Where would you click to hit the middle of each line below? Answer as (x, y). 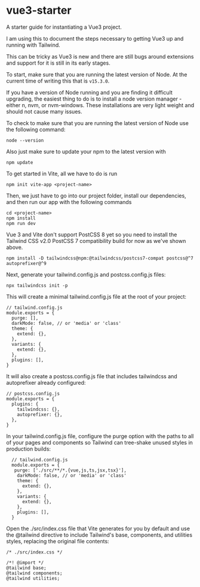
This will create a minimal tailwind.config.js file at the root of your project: (96, 296)
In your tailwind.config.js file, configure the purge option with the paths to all (100, 436)
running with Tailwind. (33, 45)
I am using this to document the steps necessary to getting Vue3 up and (95, 38)
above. (15, 247)
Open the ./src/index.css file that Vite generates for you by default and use (98, 528)
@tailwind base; (26, 568)
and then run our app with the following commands (69, 202)
